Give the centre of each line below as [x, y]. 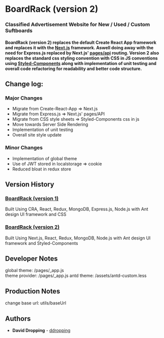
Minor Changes [24, 148]
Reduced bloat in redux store [42, 169]
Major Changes [24, 98]
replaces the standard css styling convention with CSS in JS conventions [82, 58]
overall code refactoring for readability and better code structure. [73, 68]
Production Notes [33, 291]
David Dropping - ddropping [41, 331]
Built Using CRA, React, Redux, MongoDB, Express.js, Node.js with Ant [77, 209]
